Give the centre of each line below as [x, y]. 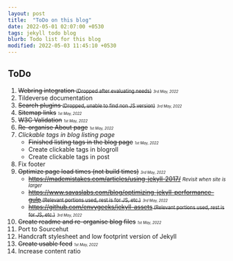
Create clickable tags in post [69, 156]
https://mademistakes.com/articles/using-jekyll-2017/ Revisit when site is [127, 179]
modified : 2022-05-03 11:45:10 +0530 [62, 46]
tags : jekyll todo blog [42, 33]
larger [35, 185]
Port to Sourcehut [43, 228]
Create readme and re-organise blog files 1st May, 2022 [90, 222]
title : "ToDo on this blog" [50, 20]
